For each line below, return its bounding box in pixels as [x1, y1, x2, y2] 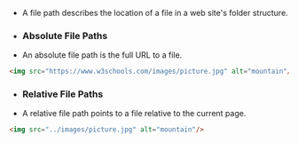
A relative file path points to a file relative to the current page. [21, 108, 247, 119]
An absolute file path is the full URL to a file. [21, 50, 183, 60]
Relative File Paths [21, 88, 104, 100]
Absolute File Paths [21, 29, 108, 42]
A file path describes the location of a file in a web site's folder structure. [21, 8, 288, 18]
